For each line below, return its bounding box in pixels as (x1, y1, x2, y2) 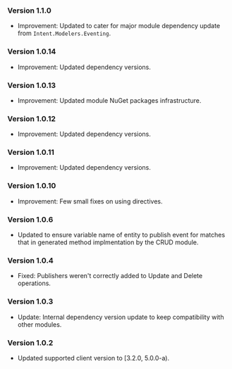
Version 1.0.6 (7, 214, 54, 224)
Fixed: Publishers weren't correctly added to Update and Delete (17, 272, 203, 280)
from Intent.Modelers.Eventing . (17, 29, 111, 37)
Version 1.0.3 (7, 296, 54, 306)
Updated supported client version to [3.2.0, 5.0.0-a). (17, 354, 170, 362)
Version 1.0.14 (7, 46, 56, 56)
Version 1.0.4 (7, 256, 54, 265)
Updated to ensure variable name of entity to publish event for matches (17, 231, 226, 239)
